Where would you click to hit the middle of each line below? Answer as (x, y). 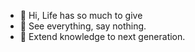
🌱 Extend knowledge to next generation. (102, 36)
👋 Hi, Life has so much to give (81, 15)
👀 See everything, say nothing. (83, 26)
